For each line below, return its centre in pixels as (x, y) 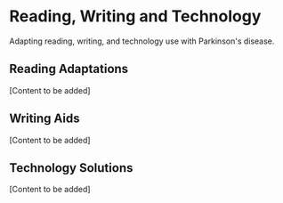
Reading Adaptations (69, 69)
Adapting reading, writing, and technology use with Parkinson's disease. (142, 41)
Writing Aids (44, 119)
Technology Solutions (71, 168)
